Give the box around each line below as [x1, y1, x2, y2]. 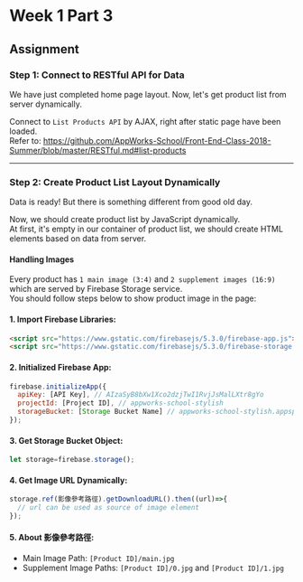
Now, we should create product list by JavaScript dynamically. [9, 214, 241, 225]
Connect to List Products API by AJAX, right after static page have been [9, 116, 281, 127]
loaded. [9, 126, 38, 136]
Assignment [9, 42, 79, 57]
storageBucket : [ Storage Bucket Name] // [17, 408, 176, 417]
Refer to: [9, 135, 41, 145]
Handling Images [9, 254, 75, 265]
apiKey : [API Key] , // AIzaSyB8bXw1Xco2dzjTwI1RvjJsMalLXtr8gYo [17, 390, 264, 399]
